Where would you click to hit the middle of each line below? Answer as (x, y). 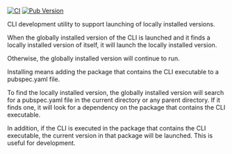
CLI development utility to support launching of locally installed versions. (111, 24)
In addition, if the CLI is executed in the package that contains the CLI (107, 128)
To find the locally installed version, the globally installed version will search (116, 93)
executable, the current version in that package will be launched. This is (110, 136)
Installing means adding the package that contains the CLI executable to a (113, 72)
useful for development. (41, 143)
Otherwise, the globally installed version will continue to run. (93, 58)
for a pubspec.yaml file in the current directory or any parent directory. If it (114, 100)
